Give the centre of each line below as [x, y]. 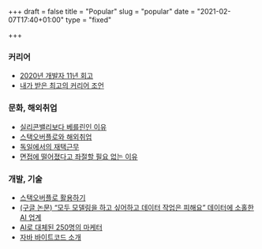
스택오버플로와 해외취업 [56, 137]
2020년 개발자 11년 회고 [56, 76]
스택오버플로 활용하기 [52, 198]
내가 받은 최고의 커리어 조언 [62, 85]
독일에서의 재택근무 [49, 146]
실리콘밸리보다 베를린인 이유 [63, 126]
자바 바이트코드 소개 [50, 237]
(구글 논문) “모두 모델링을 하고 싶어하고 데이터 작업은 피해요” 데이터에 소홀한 [137, 207]
